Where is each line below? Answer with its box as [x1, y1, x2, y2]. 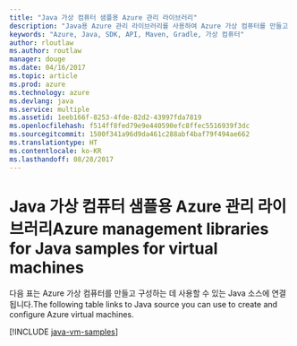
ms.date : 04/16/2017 [9, 64, 87, 73]
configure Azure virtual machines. [9, 309, 134, 320]
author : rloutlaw [9, 38, 74, 48]
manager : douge [9, 55, 66, 64]
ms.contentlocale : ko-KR [9, 146, 102, 155]
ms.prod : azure [9, 80, 66, 89]
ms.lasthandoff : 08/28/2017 [9, 154, 115, 164]
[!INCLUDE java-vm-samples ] [9, 326, 119, 337]
